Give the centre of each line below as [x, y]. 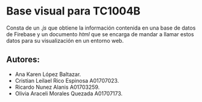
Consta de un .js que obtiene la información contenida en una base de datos [101, 28]
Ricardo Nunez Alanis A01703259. [57, 87]
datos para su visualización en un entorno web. [65, 40]
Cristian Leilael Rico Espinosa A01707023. [67, 80]
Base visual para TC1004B [73, 11]
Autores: [23, 59]
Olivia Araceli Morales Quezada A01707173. [69, 93]
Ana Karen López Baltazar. [48, 74]
